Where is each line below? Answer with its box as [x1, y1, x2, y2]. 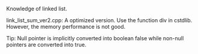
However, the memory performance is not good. [6, 23, 126, 30]
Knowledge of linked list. [6, 5, 67, 12]
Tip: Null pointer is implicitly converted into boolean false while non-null [6, 35, 184, 41]
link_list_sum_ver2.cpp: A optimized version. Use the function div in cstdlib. [6, 17, 193, 23]
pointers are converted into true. [6, 41, 87, 48]
